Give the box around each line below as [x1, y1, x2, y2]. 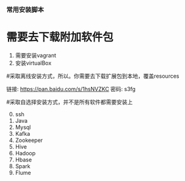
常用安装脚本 [6, 5, 45, 13]
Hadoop [15, 149, 35, 157]
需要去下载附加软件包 [6, 31, 114, 44]
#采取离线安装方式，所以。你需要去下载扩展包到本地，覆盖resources [6, 72, 180, 79]
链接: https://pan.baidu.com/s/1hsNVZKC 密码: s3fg [6, 85, 136, 92]
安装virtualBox [15, 59, 52, 67]
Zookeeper [15, 136, 43, 144]
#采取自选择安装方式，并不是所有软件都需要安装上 [6, 98, 133, 105]
